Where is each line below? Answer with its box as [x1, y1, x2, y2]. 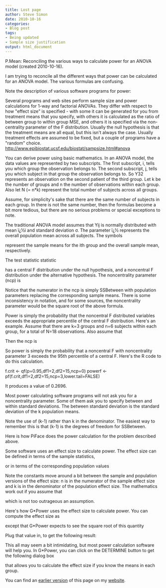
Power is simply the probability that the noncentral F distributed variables [5, 312, 155, 318]
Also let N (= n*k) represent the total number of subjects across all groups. [5, 186, 158, 192]
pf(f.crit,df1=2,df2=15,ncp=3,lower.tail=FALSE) [5, 373, 100, 379]
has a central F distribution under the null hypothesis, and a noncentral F [5, 267, 154, 273]
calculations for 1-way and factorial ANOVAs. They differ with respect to [5, 103, 153, 109]
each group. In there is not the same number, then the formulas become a [5, 201, 157, 207]
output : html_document [5, 44, 52, 49]
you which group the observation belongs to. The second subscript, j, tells [5, 165, 158, 171]
